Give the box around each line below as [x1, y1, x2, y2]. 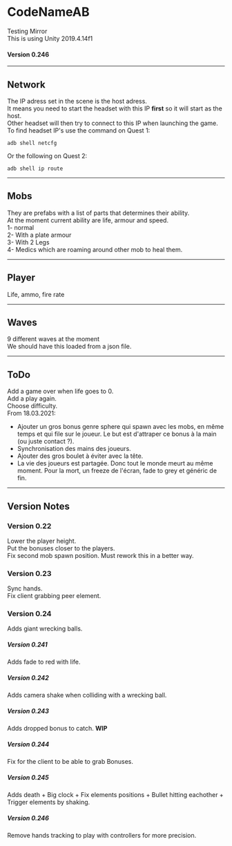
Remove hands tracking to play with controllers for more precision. [7, 831, 197, 840]
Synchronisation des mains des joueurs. [17, 445, 131, 453]
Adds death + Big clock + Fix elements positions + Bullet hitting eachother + [7, 791, 224, 799]
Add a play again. [7, 394, 57, 403]
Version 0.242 [7, 674, 50, 682]
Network [7, 79, 46, 90]
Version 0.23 [7, 568, 52, 578]
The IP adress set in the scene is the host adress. [7, 97, 147, 105]
